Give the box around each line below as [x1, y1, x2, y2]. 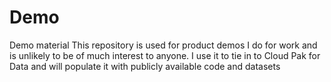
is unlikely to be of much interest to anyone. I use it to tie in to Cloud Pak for [9, 49, 321, 61]
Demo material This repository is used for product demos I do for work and [9, 39, 318, 51]
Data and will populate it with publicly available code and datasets [9, 60, 281, 72]
